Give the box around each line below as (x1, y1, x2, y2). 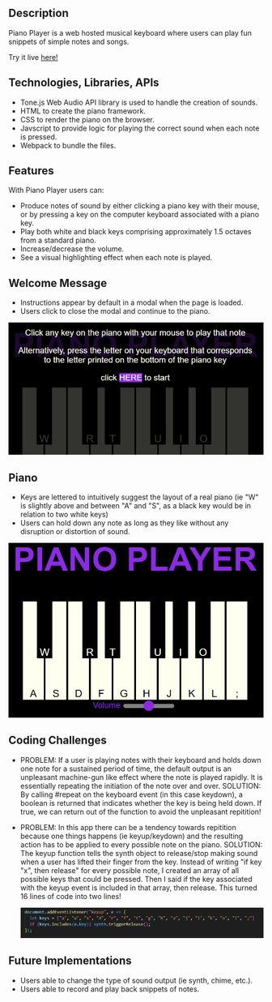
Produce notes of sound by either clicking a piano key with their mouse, (19, 201, 260, 211)
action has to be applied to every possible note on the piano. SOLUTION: (19, 839, 263, 850)
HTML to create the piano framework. (19, 105, 146, 116)
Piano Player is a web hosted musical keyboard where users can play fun (8, 28, 253, 37)
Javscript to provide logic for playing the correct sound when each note (19, 123, 260, 133)
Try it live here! (8, 52, 58, 62)
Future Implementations (8, 954, 132, 968)
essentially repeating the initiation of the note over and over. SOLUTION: (19, 781, 261, 790)
